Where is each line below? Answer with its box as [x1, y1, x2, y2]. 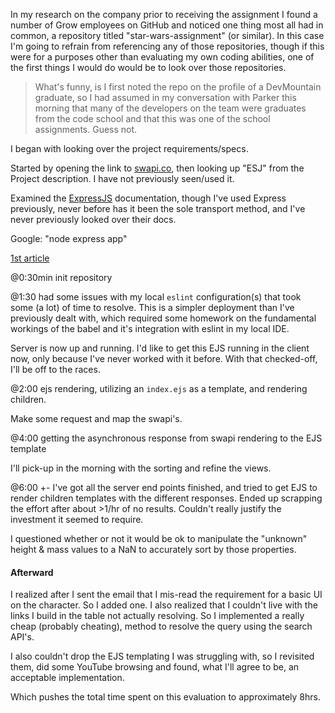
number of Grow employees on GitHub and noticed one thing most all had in [10, 19, 324, 31]
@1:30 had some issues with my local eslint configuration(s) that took [10, 291, 302, 303]
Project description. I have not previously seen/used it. [10, 173, 235, 184]
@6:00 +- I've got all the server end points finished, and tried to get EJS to [10, 482, 318, 493]
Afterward [10, 566, 54, 578]
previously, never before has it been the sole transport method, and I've [10, 203, 306, 214]
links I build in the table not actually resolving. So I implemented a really [10, 610, 305, 622]
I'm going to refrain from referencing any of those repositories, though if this [10, 40, 325, 52]
